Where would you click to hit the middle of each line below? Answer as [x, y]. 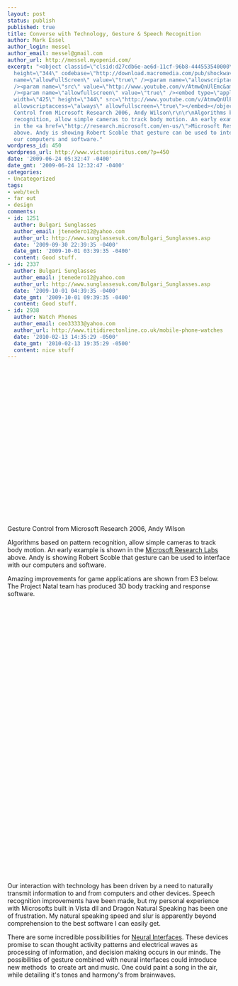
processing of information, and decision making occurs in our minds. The [114, 952]
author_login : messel [39, 47]
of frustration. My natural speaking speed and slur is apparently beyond [112, 916]
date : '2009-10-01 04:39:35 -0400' [66, 291]
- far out [22, 198]
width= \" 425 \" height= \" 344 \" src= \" [69, 100]
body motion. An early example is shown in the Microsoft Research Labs [113, 550]
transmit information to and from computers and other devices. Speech [111, 893]
